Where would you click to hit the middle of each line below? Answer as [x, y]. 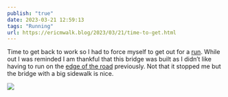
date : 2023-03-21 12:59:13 [46, 20]
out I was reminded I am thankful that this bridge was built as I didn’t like [109, 59]
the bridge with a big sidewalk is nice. [60, 74]
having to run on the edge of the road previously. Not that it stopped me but [114, 66]
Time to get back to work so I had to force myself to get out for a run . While [114, 52]
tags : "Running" [30, 26]
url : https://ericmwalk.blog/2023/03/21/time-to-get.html [92, 32]
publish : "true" [30, 13]
